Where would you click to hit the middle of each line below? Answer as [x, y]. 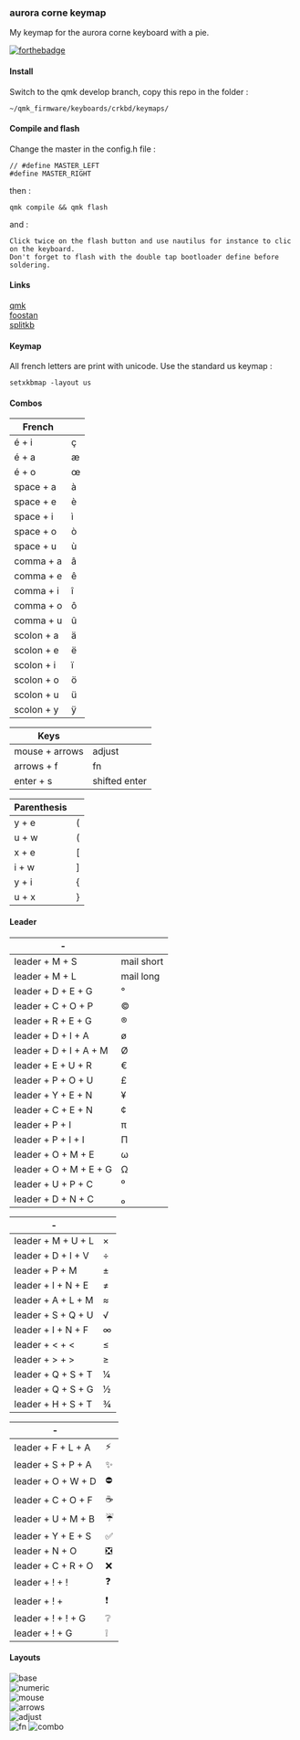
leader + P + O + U [54, 1080]
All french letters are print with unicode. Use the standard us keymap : [141, 366]
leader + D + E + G [53, 991]
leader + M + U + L [54, 1240]
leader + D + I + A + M [61, 1050]
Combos [26, 403]
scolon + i [35, 665]
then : [21, 190]
